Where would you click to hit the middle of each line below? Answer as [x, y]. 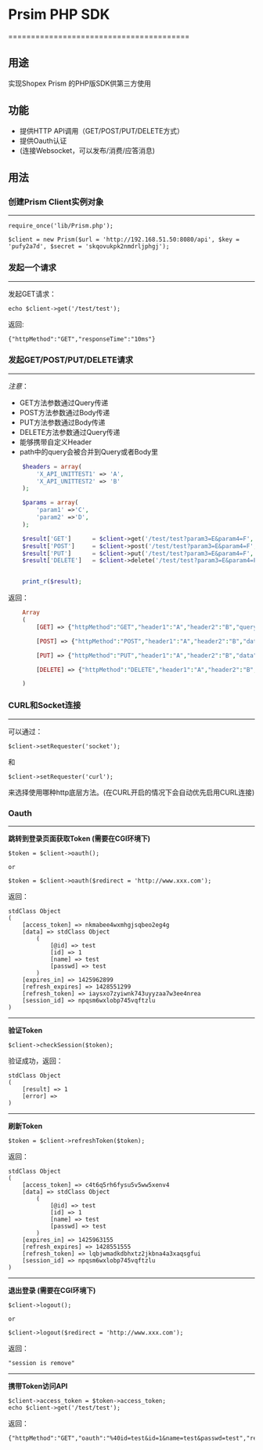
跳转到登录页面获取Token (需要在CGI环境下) [79, 838]
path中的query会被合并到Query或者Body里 [89, 451]
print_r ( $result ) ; [52, 582]
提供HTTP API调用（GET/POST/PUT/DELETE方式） [101, 130]
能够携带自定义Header [56, 442]
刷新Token [25, 1126]
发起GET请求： [32, 294]
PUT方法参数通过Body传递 [62, 422]
